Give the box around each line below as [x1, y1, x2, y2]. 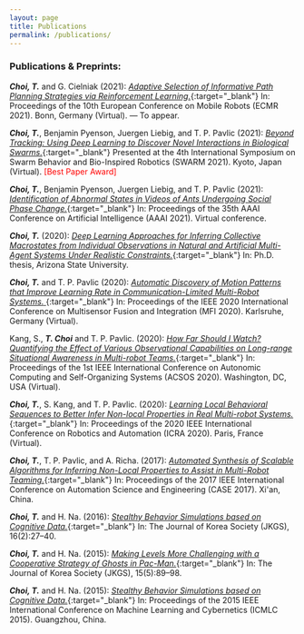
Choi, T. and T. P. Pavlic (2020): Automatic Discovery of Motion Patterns [9, 276, 281, 287]
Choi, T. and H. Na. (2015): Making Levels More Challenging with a [9, 548, 260, 559]
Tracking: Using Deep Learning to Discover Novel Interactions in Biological [9, 137, 289, 148]
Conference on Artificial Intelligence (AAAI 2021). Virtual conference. [9, 213, 267, 223]
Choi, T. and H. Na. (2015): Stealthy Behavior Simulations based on [9, 585, 261, 596]
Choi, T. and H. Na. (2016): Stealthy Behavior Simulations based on [9, 510, 261, 522]
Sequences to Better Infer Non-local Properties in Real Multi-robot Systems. [9, 408, 294, 419]
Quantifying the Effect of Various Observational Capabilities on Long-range [9, 342, 293, 353]
